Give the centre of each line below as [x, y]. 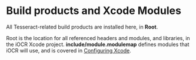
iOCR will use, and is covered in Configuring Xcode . [69, 50]
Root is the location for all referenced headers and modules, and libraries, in [98, 38]
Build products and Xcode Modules [94, 11]
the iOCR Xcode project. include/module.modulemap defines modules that [98, 44]
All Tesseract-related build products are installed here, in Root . [82, 27]
